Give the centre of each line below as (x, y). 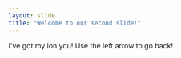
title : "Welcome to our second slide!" (75, 23)
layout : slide (32, 15)
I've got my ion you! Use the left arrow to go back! (91, 45)
